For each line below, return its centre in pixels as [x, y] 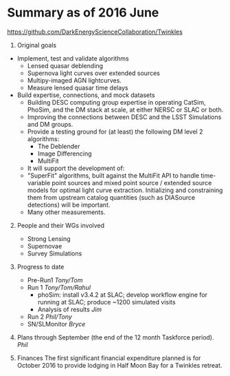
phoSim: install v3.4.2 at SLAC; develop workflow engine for [123, 295]
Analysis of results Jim [70, 309]
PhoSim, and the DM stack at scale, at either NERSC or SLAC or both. [125, 109]
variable [39, 182]
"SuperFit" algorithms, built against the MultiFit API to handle [113, 175]
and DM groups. [50, 124]
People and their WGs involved [61, 225]
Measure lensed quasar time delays [78, 87]
